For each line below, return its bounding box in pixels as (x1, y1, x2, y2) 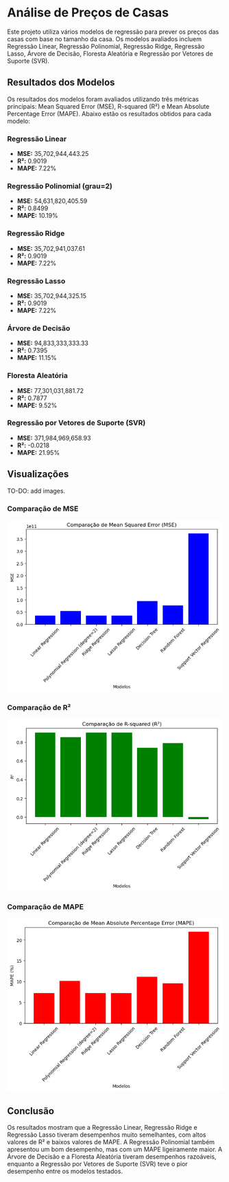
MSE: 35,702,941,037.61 (16, 244, 86, 252)
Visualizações (7, 469, 69, 480)
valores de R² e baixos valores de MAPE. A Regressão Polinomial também (7, 1138, 215, 1146)
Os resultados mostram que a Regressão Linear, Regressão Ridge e (7, 1124, 197, 1132)
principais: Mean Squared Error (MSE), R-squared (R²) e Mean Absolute (7, 102, 210, 111)
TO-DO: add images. (7, 487, 66, 495)
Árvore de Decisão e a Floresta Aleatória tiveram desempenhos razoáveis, (7, 1152, 217, 1161)
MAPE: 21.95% (16, 448, 60, 456)
